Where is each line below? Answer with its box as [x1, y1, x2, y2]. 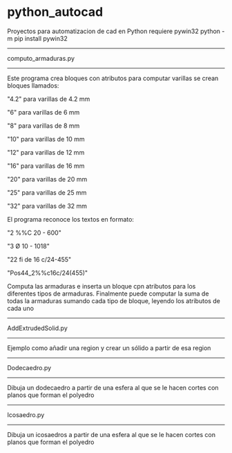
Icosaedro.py [7, 410, 45, 418]
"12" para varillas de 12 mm [7, 148, 85, 156]
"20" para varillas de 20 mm [7, 175, 88, 183]
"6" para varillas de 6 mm [7, 108, 80, 116]
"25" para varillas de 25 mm [7, 188, 87, 197]
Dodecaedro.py [7, 363, 52, 372]
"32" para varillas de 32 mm [7, 202, 88, 210]
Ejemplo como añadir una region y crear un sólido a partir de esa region [7, 343, 211, 352]
